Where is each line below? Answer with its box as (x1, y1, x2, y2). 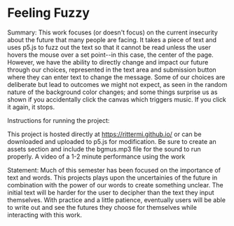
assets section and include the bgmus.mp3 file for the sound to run (7, 145, 201, 153)
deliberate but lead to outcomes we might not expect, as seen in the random (7, 80, 228, 88)
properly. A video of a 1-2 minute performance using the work (7, 152, 186, 161)
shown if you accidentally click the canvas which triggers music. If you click (7, 95, 226, 103)
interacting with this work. (7, 211, 83, 219)
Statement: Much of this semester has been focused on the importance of (7, 166, 221, 174)
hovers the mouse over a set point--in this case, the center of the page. (7, 51, 214, 59)
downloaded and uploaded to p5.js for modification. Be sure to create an (7, 137, 216, 145)
